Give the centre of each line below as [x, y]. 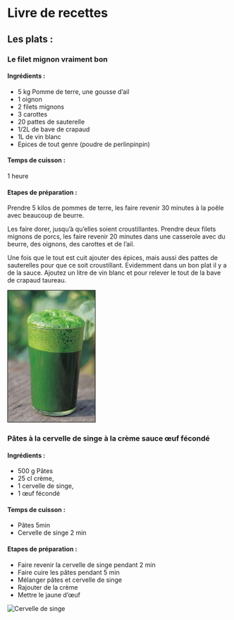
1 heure [18, 176]
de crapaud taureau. [37, 280]
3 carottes [32, 114]
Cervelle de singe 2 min [52, 533]
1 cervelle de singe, [45, 486]
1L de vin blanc [39, 136]
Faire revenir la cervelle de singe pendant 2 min [87, 565]
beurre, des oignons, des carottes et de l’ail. [71, 244]
